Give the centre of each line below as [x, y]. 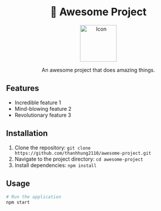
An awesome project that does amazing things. [98, 70]
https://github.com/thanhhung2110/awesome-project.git [83, 153]
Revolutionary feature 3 [43, 115]
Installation [27, 133]
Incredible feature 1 [38, 103]
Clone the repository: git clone [52, 147]
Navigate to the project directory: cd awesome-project [79, 159]
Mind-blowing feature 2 [43, 108]
